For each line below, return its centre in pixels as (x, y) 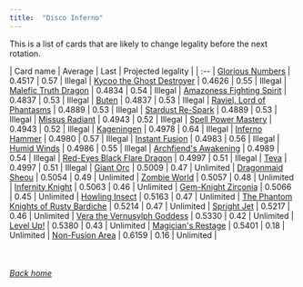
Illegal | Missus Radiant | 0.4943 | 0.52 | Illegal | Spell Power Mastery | (141, 119)
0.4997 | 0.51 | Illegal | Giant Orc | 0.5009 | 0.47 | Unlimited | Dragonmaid (146, 167)
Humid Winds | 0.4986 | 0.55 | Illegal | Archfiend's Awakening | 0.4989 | (145, 148)
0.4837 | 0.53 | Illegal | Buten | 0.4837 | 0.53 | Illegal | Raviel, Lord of (138, 100)
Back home (31, 273)
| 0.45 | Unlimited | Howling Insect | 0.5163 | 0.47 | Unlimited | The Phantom (151, 196)
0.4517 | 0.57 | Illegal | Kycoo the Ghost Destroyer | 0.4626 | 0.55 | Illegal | (148, 80)
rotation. (25, 53)
